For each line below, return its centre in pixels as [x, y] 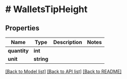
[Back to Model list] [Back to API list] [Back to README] [63, 71]
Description [68, 42]
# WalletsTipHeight [46, 9]
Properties [22, 28]
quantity [18, 51]
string [41, 59]
